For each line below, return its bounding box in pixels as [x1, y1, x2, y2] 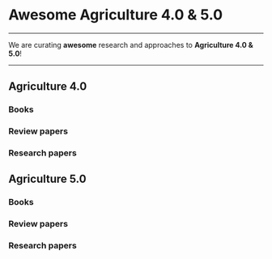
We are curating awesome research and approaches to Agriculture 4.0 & [8, 40, 253, 49]
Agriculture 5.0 [8, 172, 87, 186]
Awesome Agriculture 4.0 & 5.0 [8, 6, 223, 24]
